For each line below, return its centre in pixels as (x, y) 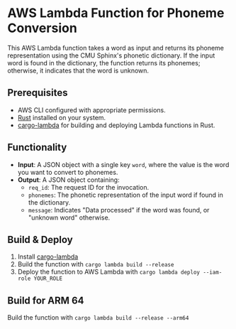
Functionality (37, 147)
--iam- (213, 273)
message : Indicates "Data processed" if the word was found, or (119, 210)
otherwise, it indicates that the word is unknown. (78, 70)
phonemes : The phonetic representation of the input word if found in (125, 195)
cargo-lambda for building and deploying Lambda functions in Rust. (116, 125)
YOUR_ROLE (48, 279)
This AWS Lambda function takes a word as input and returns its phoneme (116, 48)
